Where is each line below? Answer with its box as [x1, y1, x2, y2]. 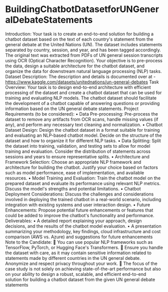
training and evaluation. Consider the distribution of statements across [5, 148, 151, 154]
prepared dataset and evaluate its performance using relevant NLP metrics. [5, 180, 161, 186]
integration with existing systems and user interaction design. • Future [5, 202, 150, 208]
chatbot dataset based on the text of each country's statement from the [5, 36, 153, 42]
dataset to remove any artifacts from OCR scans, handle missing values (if [5, 116, 159, 122]
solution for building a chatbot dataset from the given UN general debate [5, 276, 155, 282]
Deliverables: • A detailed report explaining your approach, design [5, 218, 142, 224]
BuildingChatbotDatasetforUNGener [5, 4, 159, 15]
